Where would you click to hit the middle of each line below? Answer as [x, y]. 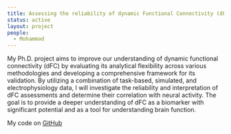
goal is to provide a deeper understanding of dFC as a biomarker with [106, 102]
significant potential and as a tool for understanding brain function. [102, 110]
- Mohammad [29, 39]
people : [18, 33]
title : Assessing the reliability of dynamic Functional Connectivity [110, 13]
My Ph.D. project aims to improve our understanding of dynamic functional [113, 58]
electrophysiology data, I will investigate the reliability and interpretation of [113, 88]
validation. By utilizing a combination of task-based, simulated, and [102, 80]
